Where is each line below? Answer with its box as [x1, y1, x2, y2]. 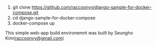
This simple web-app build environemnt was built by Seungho [5, 30, 133, 35]
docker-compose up [12, 20, 55, 26]
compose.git [12, 9, 39, 15]
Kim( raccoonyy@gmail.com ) [5, 35, 64, 41]
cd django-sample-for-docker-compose [12, 15, 96, 20]
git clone [12, 4, 31, 10]
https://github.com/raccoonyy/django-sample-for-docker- [32, 4, 152, 10]
